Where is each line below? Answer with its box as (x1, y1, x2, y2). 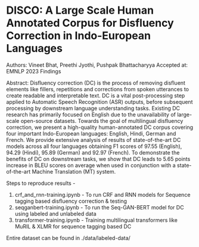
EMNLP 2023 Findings (6, 67, 61, 75)
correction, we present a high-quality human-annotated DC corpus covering (6, 123, 194, 131)
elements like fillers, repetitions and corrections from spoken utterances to (6, 85, 189, 92)
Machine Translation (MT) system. (32, 168, 116, 175)
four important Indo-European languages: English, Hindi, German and (6, 129, 176, 137)
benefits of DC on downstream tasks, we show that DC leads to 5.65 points (6, 155, 191, 162)
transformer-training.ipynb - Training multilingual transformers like (14, 216, 178, 224)
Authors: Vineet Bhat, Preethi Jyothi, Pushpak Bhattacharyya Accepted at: (6, 61, 188, 69)
